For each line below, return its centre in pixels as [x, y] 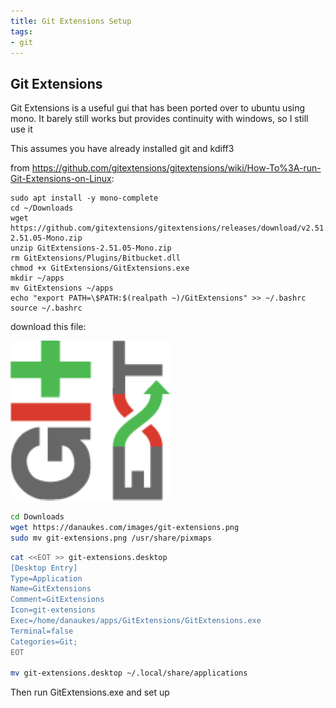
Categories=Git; [44, 641]
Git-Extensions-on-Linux [61, 179]
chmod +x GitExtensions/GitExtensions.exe [100, 268]
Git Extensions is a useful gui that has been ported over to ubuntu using [158, 108]
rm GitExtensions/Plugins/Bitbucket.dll [96, 258]
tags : [21, 31]
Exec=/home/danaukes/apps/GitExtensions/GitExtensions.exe [136, 621]
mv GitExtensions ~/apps [62, 288]
